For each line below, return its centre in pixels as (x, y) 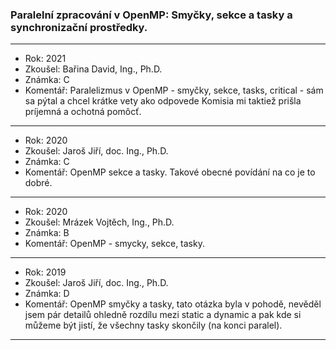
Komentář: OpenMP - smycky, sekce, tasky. (114, 244)
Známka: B (47, 233)
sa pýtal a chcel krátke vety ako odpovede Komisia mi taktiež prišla (163, 101)
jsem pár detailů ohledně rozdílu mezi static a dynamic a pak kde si (163, 315)
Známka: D (47, 294)
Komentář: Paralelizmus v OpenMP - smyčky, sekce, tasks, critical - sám (174, 90)
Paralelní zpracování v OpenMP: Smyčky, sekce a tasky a (151, 15)
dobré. (38, 183)
